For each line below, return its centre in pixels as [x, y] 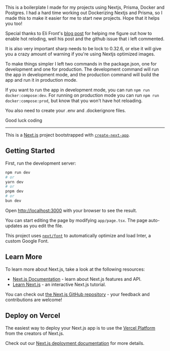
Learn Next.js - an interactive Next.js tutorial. [59, 284]
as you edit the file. [43, 226]
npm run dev [18, 172]
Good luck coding [24, 120]
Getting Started [30, 151]
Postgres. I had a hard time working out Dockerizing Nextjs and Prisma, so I [84, 13]
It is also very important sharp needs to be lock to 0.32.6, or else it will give [83, 49]
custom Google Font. [27, 241]
